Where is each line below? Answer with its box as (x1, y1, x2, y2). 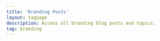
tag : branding (6, 25, 42, 32)
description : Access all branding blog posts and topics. (6, 20, 156, 26)
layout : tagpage (6, 14, 47, 20)
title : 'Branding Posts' (6, 8, 69, 15)
